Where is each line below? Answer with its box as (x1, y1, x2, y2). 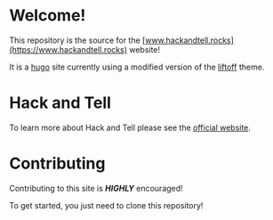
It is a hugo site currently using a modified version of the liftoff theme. (9, 61, 265, 72)
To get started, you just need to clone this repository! (9, 200, 204, 210)
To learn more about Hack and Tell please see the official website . (9, 122, 252, 133)
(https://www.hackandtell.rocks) (9, 44, 127, 54)
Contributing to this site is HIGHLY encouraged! (9, 183, 184, 193)
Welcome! (9, 5, 86, 26)
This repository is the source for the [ (9, 35, 146, 45)
